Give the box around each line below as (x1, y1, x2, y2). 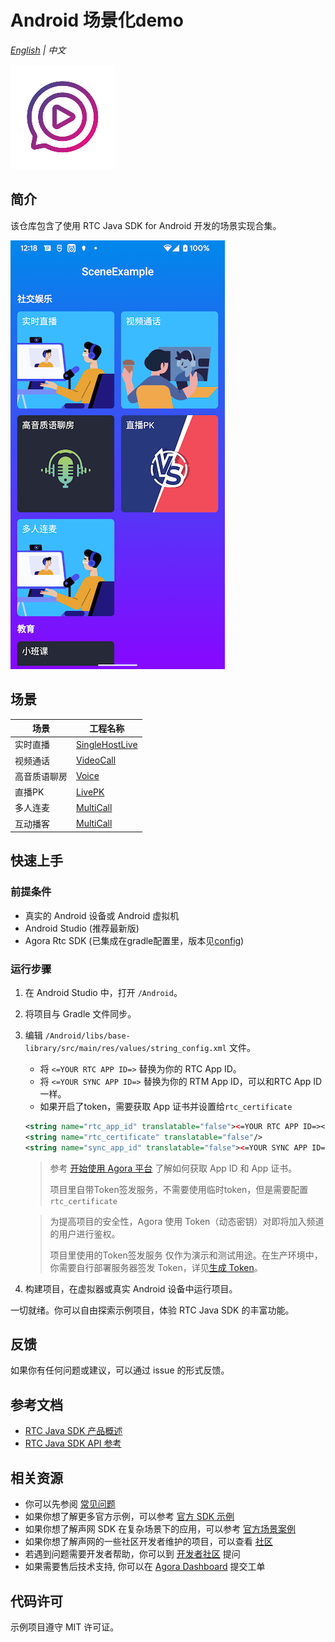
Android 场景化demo (10, 9, 184, 32)
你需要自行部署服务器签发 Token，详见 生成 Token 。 (49, 1261, 263, 1273)
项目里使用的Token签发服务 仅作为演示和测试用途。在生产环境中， (49, 1249, 323, 1261)
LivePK (76, 786, 105, 798)
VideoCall (76, 754, 117, 766)
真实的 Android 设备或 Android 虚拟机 (24, 909, 180, 921)
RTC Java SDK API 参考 (24, 1437, 122, 1450)
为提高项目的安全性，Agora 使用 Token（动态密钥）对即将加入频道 (49, 1215, 325, 1227)
